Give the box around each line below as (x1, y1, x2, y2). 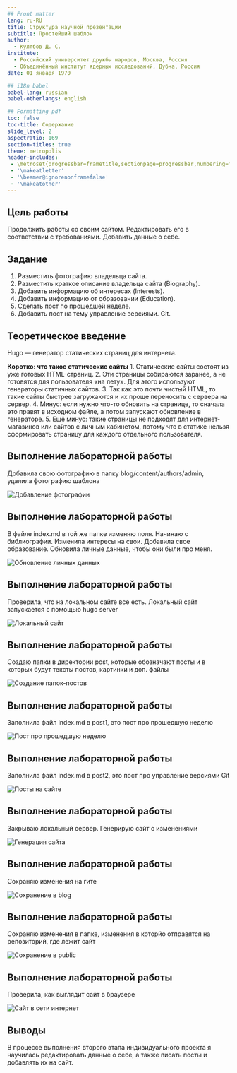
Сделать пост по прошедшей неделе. (17, 302, 131, 311)
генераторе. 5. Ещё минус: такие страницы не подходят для (7, 415, 189, 424)
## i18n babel (7, 82, 49, 89)
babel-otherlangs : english (7, 95, 87, 102)
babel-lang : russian (7, 89, 68, 96)
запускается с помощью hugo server (7, 605, 119, 613)
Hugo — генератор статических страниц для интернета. (7, 349, 177, 357)
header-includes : (7, 154, 59, 161)
